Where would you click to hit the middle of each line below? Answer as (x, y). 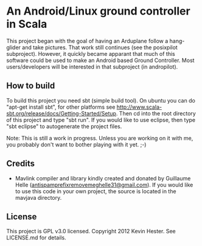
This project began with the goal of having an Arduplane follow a (87, 41)
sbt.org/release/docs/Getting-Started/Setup (61, 113)
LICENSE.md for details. (36, 237)
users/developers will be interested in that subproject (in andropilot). (92, 67)
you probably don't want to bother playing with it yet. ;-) (76, 145)
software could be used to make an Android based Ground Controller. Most (100, 60)
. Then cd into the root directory (156, 113)
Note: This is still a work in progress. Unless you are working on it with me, (100, 138)
